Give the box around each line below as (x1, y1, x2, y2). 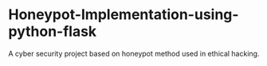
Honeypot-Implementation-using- (8, 6, 239, 24)
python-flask (8, 22, 97, 41)
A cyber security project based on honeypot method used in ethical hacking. (8, 49, 260, 58)
